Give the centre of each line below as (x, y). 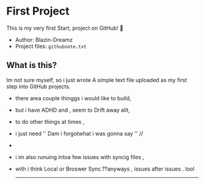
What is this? (32, 65)
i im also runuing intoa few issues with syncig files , (80, 157)
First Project (38, 11)
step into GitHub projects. (38, 86)
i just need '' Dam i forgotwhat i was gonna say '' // (79, 133)
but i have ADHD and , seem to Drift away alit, (72, 110)
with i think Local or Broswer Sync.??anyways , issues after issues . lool (105, 169)
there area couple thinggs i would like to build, (73, 98)
